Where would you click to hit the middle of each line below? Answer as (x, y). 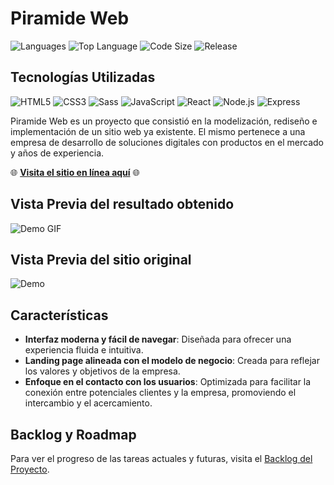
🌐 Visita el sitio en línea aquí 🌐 (75, 172)
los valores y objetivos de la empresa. (102, 371)
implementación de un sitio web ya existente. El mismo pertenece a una (158, 131)
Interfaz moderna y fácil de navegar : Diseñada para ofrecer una (158, 339)
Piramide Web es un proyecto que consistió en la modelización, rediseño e (164, 121)
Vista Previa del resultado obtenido (122, 204)
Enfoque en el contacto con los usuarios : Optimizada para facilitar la (168, 382)
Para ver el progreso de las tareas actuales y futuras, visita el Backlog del (161, 458)
